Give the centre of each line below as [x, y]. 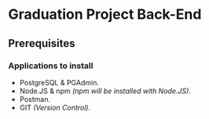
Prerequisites [42, 43]
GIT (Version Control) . [55, 107]
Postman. [35, 99]
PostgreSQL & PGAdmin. [59, 82]
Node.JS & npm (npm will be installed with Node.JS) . [105, 91]
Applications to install [51, 66]
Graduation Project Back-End [105, 14]
